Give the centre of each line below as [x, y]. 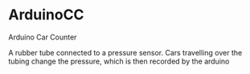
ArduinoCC [46, 15]
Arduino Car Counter [43, 37]
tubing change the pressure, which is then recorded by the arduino [119, 61]
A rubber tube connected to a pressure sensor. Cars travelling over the [125, 52]
